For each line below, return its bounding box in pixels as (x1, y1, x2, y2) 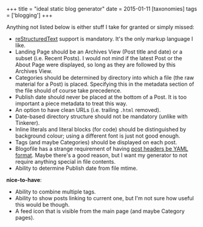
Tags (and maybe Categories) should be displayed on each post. (15, 139, 177, 145)
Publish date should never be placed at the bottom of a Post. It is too (15, 94, 187, 100)
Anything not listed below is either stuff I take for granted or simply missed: (6, 24, 194, 30)
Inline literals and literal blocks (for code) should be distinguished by (15, 126, 187, 133)
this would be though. (15, 201, 70, 208)
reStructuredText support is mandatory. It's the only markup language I (15, 35, 193, 42)
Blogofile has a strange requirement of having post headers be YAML (15, 145, 188, 152)
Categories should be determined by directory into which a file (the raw (15, 74, 194, 81)
